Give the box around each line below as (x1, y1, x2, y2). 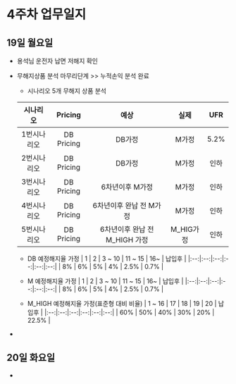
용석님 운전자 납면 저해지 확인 (16, 57, 98, 65)
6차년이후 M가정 (101, 182, 153, 192)
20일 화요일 (6, 352, 56, 364)
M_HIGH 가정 (106, 235, 149, 244)
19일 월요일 (6, 37, 54, 49)
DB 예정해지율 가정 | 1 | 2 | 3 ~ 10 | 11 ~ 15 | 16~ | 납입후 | (27, 254, 187, 263)
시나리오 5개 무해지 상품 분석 (27, 87, 107, 95)
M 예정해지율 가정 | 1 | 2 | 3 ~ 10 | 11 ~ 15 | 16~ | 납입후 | (27, 277, 184, 285)
